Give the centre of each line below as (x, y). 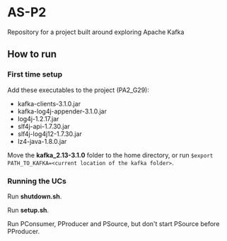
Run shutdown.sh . (35, 196)
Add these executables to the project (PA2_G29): (78, 90)
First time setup (35, 74)
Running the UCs (37, 181)
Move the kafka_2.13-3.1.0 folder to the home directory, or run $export (110, 155)
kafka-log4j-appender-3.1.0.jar (62, 111)
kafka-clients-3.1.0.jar (49, 103)
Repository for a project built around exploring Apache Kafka (96, 32)
